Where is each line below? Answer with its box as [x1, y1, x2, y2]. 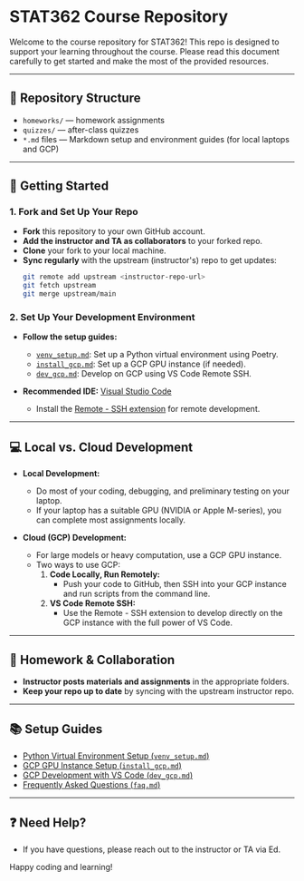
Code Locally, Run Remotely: [49, 569, 161, 580]
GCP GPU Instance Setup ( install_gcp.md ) [22, 759, 183, 770]
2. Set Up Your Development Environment [9, 310, 195, 323]
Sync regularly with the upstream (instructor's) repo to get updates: [22, 255, 278, 266]
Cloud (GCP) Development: [22, 533, 127, 543]
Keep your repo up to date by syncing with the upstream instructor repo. [22, 685, 295, 696]
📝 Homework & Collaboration [9, 651, 176, 668]
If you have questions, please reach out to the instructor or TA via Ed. [22, 844, 281, 855]
